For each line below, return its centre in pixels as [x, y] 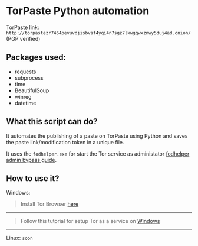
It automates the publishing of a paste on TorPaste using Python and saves [97, 136]
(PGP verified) [23, 38]
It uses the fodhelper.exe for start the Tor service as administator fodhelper [98, 153]
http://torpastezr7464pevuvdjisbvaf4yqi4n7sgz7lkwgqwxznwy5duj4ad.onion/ [99, 33]
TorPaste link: [23, 27]
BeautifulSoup [32, 90]
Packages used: [36, 57]
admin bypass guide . [32, 160]
